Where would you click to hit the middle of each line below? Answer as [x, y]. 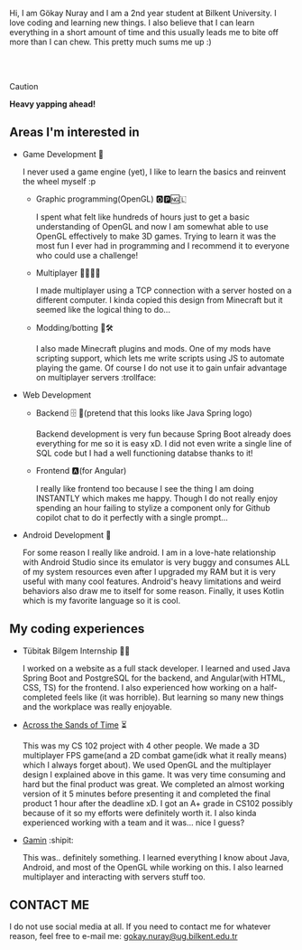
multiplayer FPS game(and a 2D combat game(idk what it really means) [154, 755]
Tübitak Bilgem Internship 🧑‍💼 [76, 651]
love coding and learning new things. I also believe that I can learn [132, 23]
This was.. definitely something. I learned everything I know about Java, [156, 857]
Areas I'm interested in [74, 132]
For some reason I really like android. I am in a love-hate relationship [149, 552]
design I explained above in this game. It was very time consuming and [154, 774]
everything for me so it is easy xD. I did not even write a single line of [164, 443]
